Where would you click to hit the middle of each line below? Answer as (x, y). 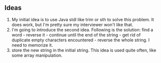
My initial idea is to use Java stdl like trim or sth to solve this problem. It (83, 19)
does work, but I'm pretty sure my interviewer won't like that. (72, 25)
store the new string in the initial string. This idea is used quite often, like (84, 50)
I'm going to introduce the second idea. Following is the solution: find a (82, 30)
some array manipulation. (37, 55)
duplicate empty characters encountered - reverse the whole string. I (80, 40)
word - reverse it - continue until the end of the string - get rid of (76, 35)
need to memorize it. (32, 45)
